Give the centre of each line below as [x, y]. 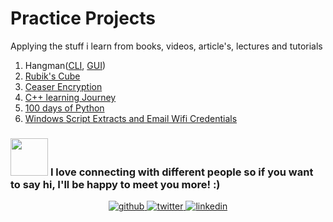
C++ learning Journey [70, 97]
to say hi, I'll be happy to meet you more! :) [115, 184]
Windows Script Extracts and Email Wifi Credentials [131, 118]
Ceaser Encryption [63, 86]
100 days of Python [64, 108]
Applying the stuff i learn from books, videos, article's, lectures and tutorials [166, 46]
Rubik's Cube [52, 76]
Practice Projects [83, 18]
